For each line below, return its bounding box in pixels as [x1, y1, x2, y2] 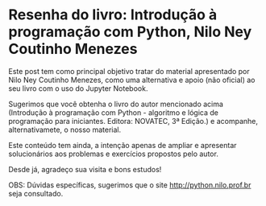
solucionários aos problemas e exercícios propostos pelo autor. [8, 149, 219, 159]
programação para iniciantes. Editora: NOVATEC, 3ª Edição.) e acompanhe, [8, 116, 258, 126]
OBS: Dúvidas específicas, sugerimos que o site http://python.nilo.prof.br [8, 179, 251, 190]
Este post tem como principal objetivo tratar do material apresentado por [8, 66, 250, 76]
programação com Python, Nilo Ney [8, 23, 252, 41]
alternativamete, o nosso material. [8, 125, 122, 134]
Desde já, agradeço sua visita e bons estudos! [8, 164, 162, 174]
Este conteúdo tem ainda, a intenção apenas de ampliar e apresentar [8, 140, 237, 150]
